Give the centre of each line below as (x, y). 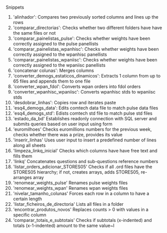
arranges (22, 177)
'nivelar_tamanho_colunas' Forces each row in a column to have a (81, 193)
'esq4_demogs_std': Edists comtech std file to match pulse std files (83, 113)
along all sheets (29, 145)
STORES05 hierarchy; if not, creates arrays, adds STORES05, (76, 172)
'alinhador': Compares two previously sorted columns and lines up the (86, 17)
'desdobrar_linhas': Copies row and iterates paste (64, 102)
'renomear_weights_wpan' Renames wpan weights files (70, 188)
